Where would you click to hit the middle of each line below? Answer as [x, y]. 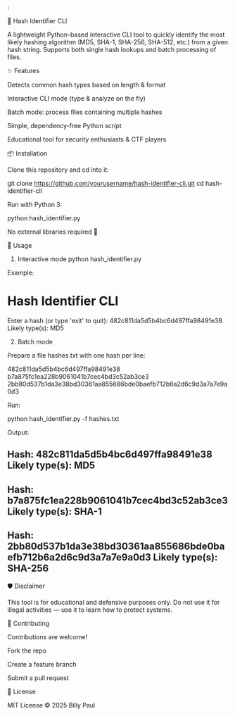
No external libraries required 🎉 [53, 232]
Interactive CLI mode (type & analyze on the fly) [77, 98]
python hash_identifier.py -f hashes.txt [63, 418]
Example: [21, 272]
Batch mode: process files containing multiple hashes [85, 112]
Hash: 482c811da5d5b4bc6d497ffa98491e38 [110, 454]
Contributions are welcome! [47, 636]
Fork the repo [27, 651]
